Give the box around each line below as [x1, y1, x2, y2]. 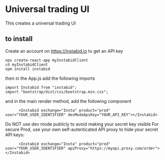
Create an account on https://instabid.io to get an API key [5, 48, 123, 54]
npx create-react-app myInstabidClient [5, 58, 88, 63]
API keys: [5, 131, 24, 137]
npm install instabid [5, 66, 50, 71]
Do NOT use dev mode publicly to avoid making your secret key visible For [5, 121, 159, 127]
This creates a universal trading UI [5, 20, 76, 26]
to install [5, 35, 33, 43]
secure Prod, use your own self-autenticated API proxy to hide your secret [5, 126, 158, 132]
